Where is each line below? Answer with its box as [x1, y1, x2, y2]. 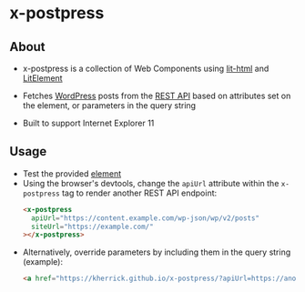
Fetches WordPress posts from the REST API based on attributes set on [22, 90, 291, 101]
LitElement [22, 73, 63, 84]
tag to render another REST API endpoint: [62, 187, 218, 198]
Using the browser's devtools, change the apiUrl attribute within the [22, 177, 280, 188]
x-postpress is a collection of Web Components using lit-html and [22, 63, 269, 74]
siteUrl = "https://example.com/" [31, 222, 154, 231]
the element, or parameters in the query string [22, 100, 197, 111]
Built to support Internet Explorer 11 [22, 117, 155, 128]
